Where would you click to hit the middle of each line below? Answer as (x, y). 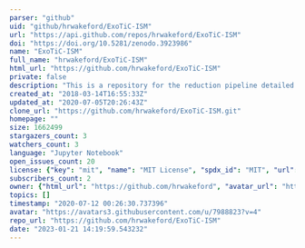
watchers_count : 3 (44, 144)
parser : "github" (42, 18)
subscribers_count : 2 (50, 178)
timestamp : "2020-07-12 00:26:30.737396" (89, 204)
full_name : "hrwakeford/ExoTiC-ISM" (79, 60)
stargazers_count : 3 (49, 136)
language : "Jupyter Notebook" (67, 153)
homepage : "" (34, 119)
